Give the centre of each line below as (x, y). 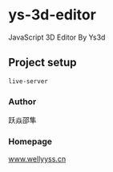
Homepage (30, 141)
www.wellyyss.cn (37, 159)
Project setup (43, 63)
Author (22, 101)
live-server (28, 81)
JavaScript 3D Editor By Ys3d (57, 37)
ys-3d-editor (52, 15)
